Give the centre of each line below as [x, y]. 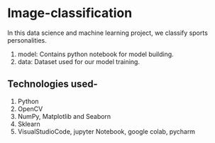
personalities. [27, 40]
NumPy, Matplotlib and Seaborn [64, 116]
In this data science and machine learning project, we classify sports [107, 33]
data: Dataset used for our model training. [79, 61]
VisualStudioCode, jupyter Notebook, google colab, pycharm [106, 131]
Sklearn [29, 124]
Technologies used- [53, 84]
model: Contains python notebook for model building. [95, 54]
